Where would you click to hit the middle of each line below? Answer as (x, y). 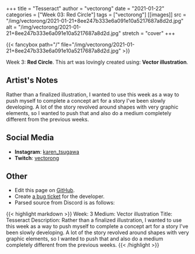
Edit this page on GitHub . (44, 190)
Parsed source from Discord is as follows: (65, 203)
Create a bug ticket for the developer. (60, 196)
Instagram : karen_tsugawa (47, 152)
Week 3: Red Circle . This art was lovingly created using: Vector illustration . (97, 62)
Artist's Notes (32, 80)
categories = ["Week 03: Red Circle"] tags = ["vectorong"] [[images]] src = (96, 15)
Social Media (30, 138)
